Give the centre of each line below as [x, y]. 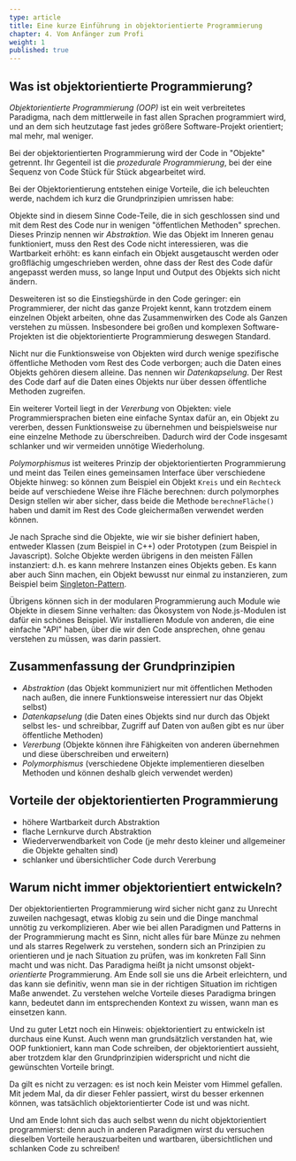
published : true [39, 51]
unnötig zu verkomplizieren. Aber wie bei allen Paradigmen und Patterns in [145, 928]
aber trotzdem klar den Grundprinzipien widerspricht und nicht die [129, 1058]
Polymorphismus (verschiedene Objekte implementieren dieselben [143, 763]
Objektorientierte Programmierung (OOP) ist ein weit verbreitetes [127, 107]
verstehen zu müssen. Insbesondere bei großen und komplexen [125, 327]
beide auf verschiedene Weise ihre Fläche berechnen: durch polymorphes [144, 491]
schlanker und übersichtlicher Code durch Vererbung [119, 860]
